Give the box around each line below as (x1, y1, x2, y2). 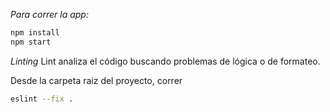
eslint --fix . (10, 94, 74, 104)
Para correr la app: (10, 9, 89, 20)
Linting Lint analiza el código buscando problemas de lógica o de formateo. (10, 55, 321, 67)
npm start (10, 37, 52, 47)
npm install (10, 28, 60, 38)
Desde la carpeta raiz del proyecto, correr (10, 74, 183, 86)
